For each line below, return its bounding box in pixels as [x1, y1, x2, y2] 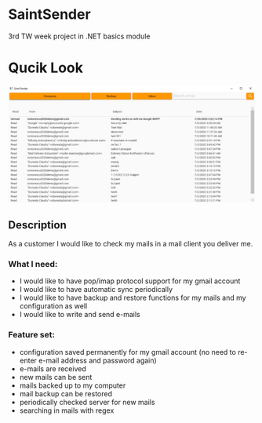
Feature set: [8, 330, 55, 341]
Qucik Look [8, 59, 84, 77]
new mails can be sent [19, 372, 93, 381]
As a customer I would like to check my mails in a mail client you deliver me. [8, 239, 253, 249]
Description [8, 218, 67, 232]
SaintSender [8, 5, 92, 24]
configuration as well [19, 301, 88, 311]
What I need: [8, 259, 58, 270]
